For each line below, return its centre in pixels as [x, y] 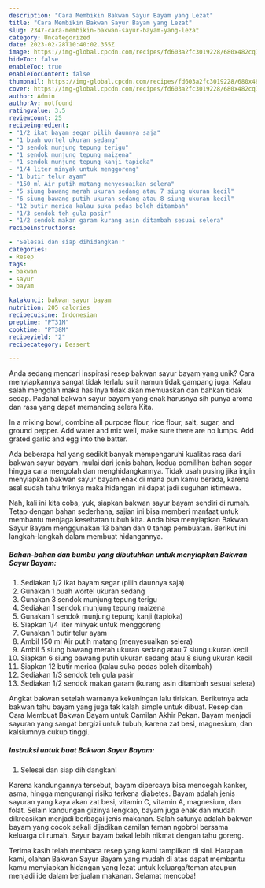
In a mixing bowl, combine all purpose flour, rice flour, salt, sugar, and [121, 422]
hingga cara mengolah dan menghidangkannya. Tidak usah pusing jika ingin [132, 471]
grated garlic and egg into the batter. [68, 439]
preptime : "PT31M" [39, 322]
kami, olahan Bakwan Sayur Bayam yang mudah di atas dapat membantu [127, 859]
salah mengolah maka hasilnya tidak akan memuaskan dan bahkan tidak [126, 390]
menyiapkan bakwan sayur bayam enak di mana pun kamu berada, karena [129, 479]
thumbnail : [27, 81]
